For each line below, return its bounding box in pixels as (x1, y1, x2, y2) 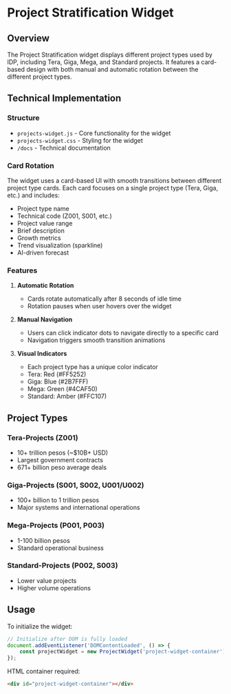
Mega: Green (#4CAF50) (27, 385, 98, 393)
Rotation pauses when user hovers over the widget (27, 302, 172, 310)
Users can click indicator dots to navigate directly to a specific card (27, 329, 219, 337)
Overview (7, 32, 50, 44)
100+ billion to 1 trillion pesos (16, 496, 100, 504)
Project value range (16, 219, 73, 227)
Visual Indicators (16, 350, 67, 358)
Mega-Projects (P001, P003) (7, 521, 105, 531)
